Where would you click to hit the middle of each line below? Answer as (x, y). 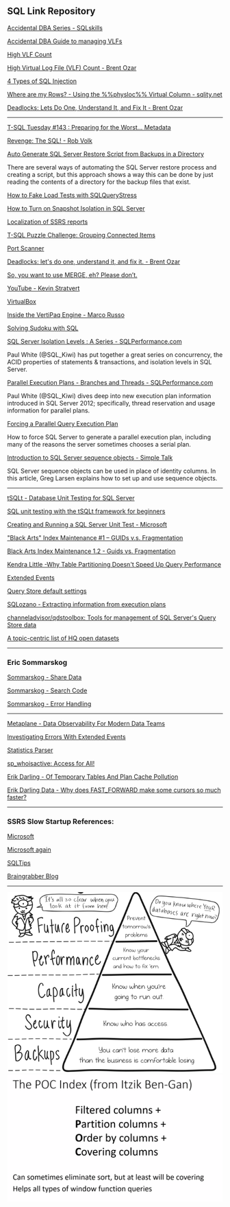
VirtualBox (22, 301)
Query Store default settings (47, 591)
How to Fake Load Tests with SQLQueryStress (72, 195)
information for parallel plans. (49, 410)
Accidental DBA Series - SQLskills (55, 27)
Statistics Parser (30, 750)
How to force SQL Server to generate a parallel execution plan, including (109, 437)
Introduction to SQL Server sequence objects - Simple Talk (90, 457)
